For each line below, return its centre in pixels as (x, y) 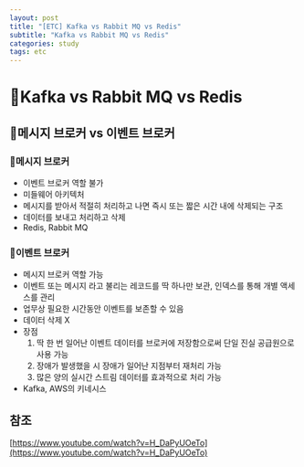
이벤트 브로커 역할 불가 (63, 183)
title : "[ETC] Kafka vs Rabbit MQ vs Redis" (95, 27)
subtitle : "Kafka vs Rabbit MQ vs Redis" (89, 35)
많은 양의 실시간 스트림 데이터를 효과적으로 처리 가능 (129, 377)
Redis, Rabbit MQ (55, 228)
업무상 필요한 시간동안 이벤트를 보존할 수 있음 (103, 309)
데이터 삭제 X (46, 320)
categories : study (44, 43)
